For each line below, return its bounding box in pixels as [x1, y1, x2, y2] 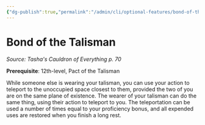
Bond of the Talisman [6, 35, 116, 49]
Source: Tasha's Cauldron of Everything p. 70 [6, 55, 122, 63]
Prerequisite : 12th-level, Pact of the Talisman [6, 67, 120, 74]
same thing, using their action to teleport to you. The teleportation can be [6, 98, 190, 105]
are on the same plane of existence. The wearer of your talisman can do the [6, 92, 197, 99]
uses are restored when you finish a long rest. [6, 111, 122, 119]
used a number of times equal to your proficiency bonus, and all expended [6, 105, 194, 112]
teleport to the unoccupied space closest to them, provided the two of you [6, 85, 193, 93]
